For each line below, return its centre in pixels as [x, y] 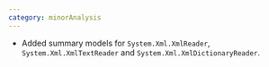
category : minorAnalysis [55, 17]
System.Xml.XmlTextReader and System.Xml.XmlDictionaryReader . [141, 52]
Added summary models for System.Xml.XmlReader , [116, 43]
